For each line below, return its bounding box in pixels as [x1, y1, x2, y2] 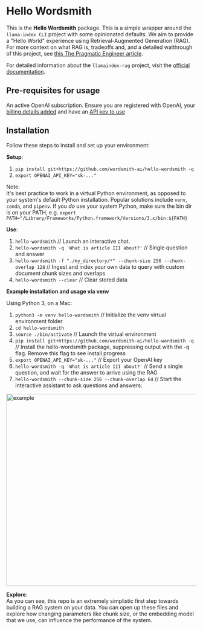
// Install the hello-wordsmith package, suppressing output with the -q [14, 343, 190, 350]
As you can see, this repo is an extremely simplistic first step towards [6, 597, 179, 605]
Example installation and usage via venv [6, 288, 109, 295]
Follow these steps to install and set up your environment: [6, 141, 150, 149]
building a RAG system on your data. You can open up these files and [6, 603, 179, 611]
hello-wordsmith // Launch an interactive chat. [14, 237, 130, 245]
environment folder [14, 317, 63, 324]
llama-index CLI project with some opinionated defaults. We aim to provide [6, 30, 194, 37]
